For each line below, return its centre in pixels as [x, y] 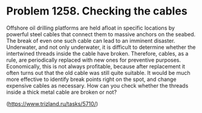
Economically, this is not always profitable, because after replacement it [96, 66]
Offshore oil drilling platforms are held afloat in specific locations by [91, 28]
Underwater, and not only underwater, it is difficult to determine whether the [101, 47]
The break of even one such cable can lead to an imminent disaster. [91, 40]
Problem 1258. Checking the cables [97, 11]
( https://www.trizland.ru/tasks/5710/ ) [52, 103]
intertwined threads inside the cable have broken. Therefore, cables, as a [97, 53]
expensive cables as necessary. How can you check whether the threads [97, 85]
